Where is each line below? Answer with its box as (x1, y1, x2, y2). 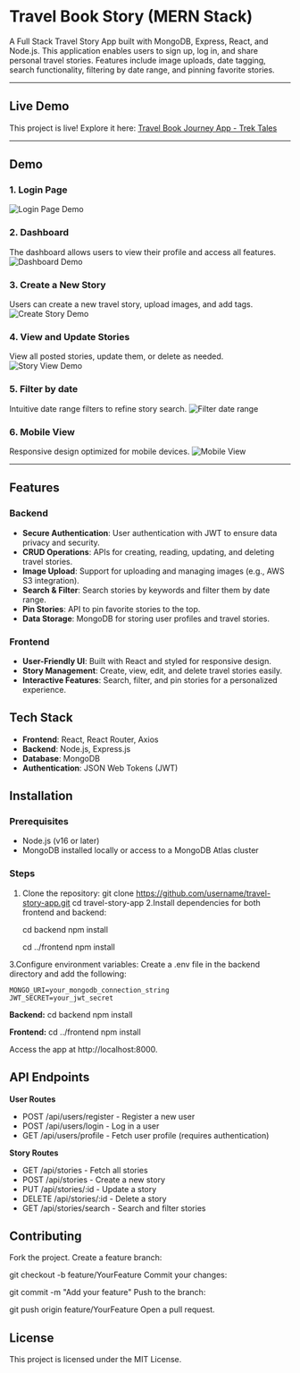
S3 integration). (21, 575, 80, 585)
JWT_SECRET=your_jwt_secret (9, 994, 114, 1002)
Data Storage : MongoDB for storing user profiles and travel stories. (21, 613, 271, 624)
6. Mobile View (9, 425, 76, 438)
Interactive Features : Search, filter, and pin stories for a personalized (21, 674, 279, 686)
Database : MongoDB (21, 753, 101, 763)
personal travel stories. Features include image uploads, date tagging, (9, 55, 266, 65)
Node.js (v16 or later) (21, 835, 100, 847)
